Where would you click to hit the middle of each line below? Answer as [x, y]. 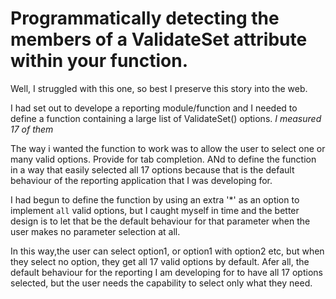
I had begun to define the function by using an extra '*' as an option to [155, 199]
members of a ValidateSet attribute [159, 39]
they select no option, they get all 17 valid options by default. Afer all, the [160, 261]
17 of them [32, 129]
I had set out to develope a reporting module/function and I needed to [154, 108]
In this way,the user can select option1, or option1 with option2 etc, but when [167, 251]
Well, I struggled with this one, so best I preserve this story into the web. [159, 88]
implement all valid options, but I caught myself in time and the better [155, 210]
